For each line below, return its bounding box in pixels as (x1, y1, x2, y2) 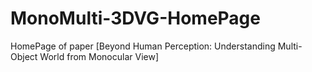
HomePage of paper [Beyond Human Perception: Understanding (10, 40, 276, 52)
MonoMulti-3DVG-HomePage (10, 7, 261, 30)
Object (10, 50, 38, 62)
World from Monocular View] (39, 50, 159, 62)
